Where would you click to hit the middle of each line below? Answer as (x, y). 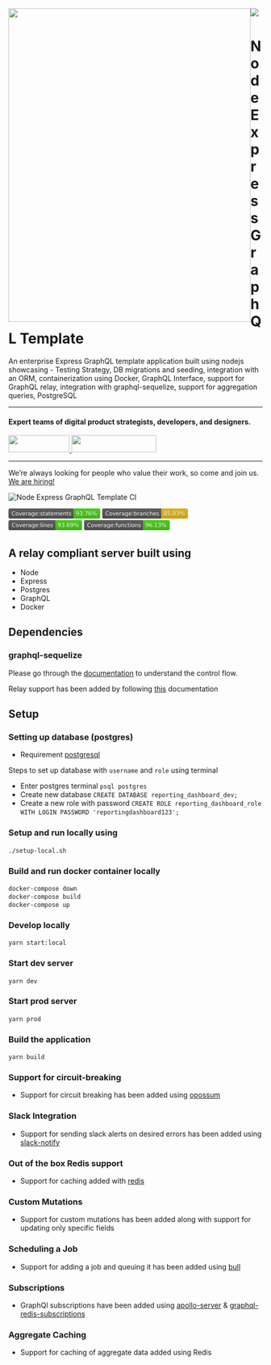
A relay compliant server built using (100, 553)
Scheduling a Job (43, 1249)
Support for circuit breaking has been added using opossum (120, 1095)
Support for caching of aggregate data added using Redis (116, 1352)
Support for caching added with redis (82, 1181)
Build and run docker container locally (85, 871)
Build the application (50, 1039)
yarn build (27, 1058)
